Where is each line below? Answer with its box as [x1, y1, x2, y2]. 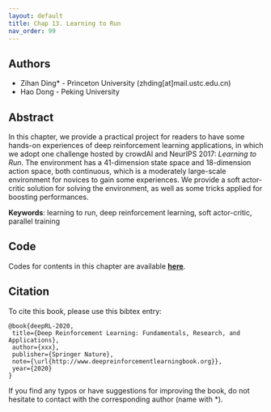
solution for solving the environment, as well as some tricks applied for [27, 184, 263, 193]
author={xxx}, [11, 343, 60, 351]
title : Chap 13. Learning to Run [8, 19, 121, 28]
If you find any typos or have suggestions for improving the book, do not [8, 385, 250, 395]
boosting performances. [8, 192, 89, 202]
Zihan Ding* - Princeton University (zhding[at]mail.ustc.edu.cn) [19, 79, 231, 88]
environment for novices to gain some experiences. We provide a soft [8, 175, 240, 185]
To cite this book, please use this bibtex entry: [8, 306, 162, 316]
